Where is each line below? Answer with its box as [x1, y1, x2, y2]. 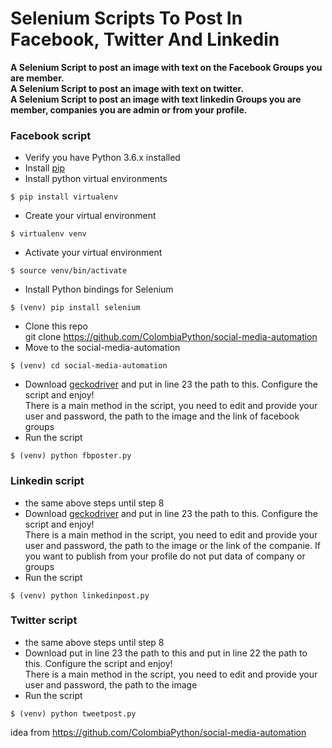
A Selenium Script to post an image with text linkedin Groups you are [10, 93, 302, 105]
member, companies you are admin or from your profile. [10, 103, 248, 116]
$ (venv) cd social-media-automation [10, 361, 168, 371]
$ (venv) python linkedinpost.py [10, 590, 150, 601]
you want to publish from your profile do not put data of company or [24, 550, 306, 562]
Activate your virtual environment [24, 247, 163, 259]
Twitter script [10, 613, 78, 627]
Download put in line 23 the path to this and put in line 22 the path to [24, 647, 308, 659]
